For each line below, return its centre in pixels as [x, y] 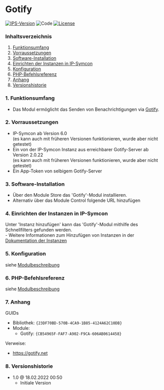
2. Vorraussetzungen [32, 122]
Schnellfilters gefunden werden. [39, 230]
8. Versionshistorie [29, 366]
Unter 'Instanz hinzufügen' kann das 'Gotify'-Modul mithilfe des [72, 225]
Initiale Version [36, 382]
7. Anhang [18, 302]
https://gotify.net [30, 353]
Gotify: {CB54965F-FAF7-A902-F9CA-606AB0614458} [71, 334]
